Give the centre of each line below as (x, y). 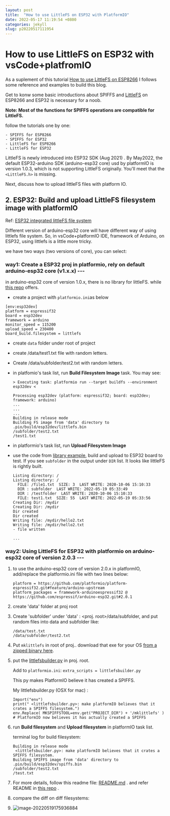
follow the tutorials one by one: (38, 125)
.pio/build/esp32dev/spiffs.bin (47, 764)
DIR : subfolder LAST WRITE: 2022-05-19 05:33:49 (73, 489)
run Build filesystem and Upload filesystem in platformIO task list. (83, 727)
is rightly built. (28, 466)
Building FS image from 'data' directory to (61, 423)
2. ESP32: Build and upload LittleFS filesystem (80, 200)
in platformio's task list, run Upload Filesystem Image (69, 445)
